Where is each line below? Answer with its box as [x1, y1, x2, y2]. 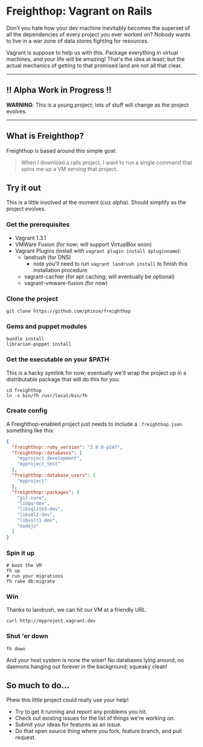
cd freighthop [6, 387, 42, 394]
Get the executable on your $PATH [6, 355, 110, 364]
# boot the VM [6, 562, 42, 568]
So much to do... [6, 680, 69, 691]
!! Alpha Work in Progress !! [6, 85, 112, 95]
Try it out [6, 183, 41, 193]
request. [14, 734, 36, 741]
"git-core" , [17, 495, 47, 501]
